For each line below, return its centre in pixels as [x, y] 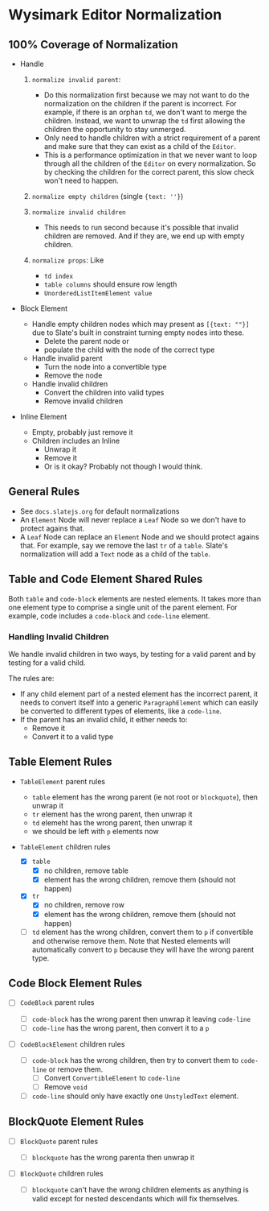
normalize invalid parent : [76, 79]
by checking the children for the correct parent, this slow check [149, 172]
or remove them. [76, 1069]
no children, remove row [84, 905]
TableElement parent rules [63, 781]
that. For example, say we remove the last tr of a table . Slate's [124, 545]
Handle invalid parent [67, 358]
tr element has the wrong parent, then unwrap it [112, 814]
